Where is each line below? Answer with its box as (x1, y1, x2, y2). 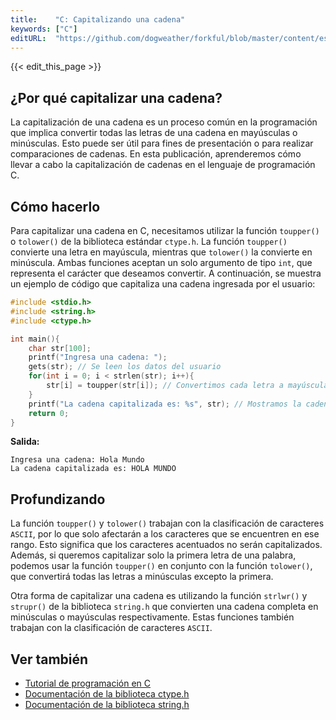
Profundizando (10, 491, 106, 508)
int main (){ (10, 334, 60, 344)
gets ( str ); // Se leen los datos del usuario (28, 362, 222, 372)
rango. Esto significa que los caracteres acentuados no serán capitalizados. (10, 539, 323, 551)
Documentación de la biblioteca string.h (24, 699, 190, 710)
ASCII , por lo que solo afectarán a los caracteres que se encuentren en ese (10, 528, 320, 540)
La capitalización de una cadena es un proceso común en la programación (10, 116, 318, 128)
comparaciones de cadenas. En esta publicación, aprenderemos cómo (10, 148, 302, 160)
